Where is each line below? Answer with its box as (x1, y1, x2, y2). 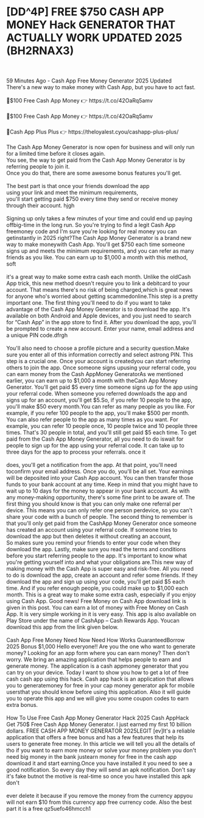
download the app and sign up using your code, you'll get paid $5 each (6, 577, 185, 585)
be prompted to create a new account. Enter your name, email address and (6, 325, 195, 332)
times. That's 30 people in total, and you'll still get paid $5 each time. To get (6, 429, 197, 436)
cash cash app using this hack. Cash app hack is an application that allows (6, 675, 194, 682)
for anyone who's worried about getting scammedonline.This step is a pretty (6, 292, 198, 300)
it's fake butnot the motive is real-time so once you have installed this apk (6, 772, 191, 780)
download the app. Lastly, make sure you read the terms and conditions (6, 545, 186, 552)
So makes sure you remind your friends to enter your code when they (6, 539, 181, 546)
